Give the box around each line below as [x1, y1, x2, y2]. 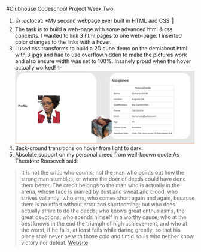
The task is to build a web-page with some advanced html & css [14, 26, 173, 32]
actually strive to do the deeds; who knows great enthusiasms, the [20, 207, 185, 215]
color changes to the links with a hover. [14, 38, 112, 46]
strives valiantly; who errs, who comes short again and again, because [20, 194, 195, 202]
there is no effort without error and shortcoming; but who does [20, 201, 176, 208]
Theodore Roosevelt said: [14, 157, 78, 164]
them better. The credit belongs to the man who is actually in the [20, 182, 180, 189]
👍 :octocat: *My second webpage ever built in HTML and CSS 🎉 [14, 17, 175, 24]
